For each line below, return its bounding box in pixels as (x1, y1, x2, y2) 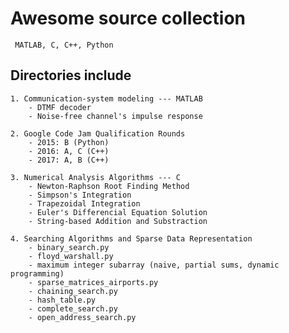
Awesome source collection (10, 7, 247, 30)
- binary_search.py (28, 242, 110, 252)
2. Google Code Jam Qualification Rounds (10, 128, 186, 139)
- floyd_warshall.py (28, 251, 114, 261)
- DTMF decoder (28, 102, 92, 112)
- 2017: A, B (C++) (28, 155, 110, 165)
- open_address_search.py (28, 312, 137, 322)
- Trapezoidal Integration (28, 198, 141, 209)
